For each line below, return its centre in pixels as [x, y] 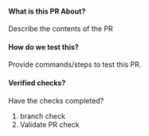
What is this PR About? [47, 11]
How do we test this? [44, 47]
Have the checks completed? [56, 100]
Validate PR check [49, 124]
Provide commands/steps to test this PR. [75, 64]
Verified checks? [37, 83]
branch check [43, 116]
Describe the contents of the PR [61, 29]
